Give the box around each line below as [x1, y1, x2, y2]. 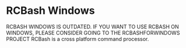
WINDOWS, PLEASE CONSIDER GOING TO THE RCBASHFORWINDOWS [6, 29, 180, 36]
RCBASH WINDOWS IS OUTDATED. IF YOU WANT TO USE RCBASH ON [6, 23, 179, 30]
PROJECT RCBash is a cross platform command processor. [6, 35, 150, 42]
